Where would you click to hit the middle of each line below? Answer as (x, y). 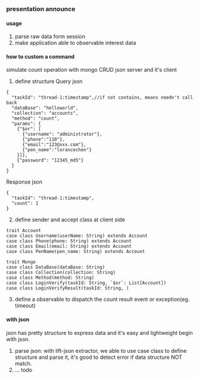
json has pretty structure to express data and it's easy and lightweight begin (99, 333)
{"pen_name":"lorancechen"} (57, 150)
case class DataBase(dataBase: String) (56, 267)
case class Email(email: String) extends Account (69, 246)
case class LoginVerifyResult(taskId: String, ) (68, 288)
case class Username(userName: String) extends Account (77, 236)
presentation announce (41, 9)
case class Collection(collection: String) (61, 273)
